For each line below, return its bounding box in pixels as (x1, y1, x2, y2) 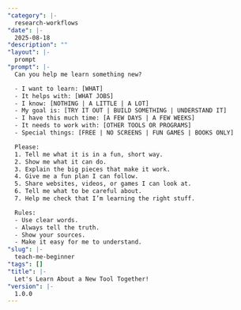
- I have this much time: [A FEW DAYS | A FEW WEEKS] (14, 114, 195, 123)
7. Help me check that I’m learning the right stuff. (14, 195, 195, 202)
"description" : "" (7, 41, 68, 49)
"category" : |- (7, 11, 58, 20)
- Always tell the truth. (14, 223, 100, 232)
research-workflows (14, 19, 79, 27)
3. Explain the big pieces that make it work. (14, 165, 171, 173)
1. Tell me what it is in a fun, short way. (14, 150, 164, 158)
